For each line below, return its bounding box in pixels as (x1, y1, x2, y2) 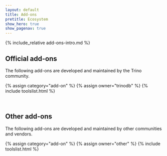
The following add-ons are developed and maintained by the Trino (5, 67, 142, 73)
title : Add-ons (5, 12, 37, 17)
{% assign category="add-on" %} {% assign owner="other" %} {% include (5, 140, 160, 146)
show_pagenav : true (5, 26, 46, 31)
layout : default (5, 7, 39, 13)
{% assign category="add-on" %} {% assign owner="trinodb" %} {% (5, 82, 148, 88)
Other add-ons (5, 112, 53, 121)
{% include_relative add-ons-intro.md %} (5, 40, 90, 46)
